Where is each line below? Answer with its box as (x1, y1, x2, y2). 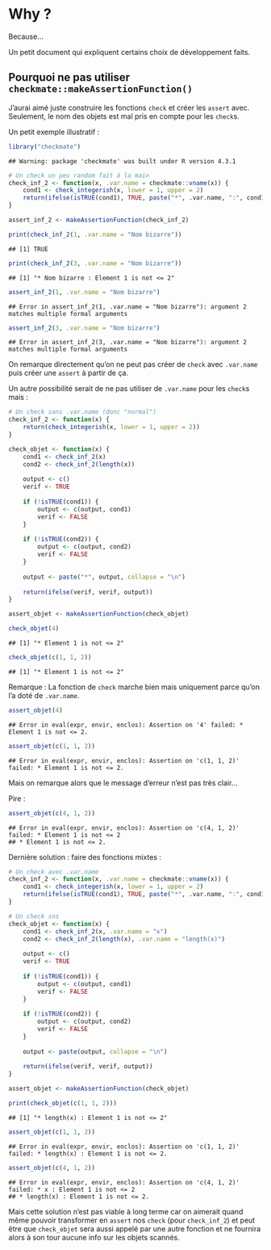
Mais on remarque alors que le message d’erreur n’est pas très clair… (8, 777, 238, 788)
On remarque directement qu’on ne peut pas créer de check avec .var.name (8, 360, 258, 369)
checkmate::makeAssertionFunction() (8, 83, 194, 95)
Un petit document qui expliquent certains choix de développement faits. (8, 47, 251, 57)
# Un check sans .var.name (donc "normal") (8, 408, 157, 416)
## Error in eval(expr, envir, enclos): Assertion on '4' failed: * (8, 721, 244, 729)
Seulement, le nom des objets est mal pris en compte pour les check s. (8, 111, 240, 121)
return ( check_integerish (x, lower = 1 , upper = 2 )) (23, 423, 200, 431)
